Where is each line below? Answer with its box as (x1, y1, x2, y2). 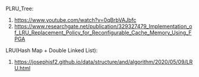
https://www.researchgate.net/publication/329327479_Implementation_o (14, 23, 192, 30)
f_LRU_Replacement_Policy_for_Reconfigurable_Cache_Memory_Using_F (14, 29, 192, 36)
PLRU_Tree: (5, 5, 34, 12)
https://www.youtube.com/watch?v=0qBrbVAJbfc (14, 17, 137, 23)
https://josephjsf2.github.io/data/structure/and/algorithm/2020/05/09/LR (14, 59, 193, 65)
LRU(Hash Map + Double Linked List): (5, 47, 98, 54)
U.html (14, 65, 31, 72)
